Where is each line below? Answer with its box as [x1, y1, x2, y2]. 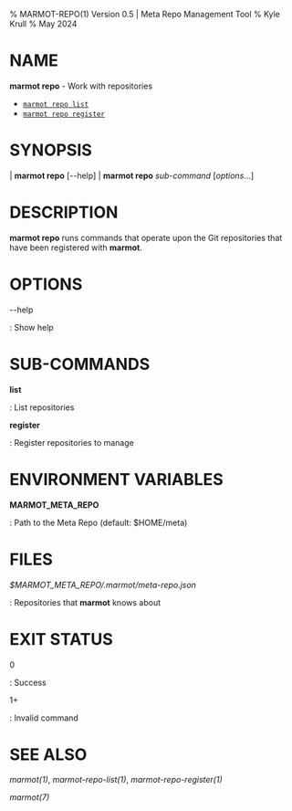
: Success [9, 677, 47, 688]
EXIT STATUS [9, 628, 114, 649]
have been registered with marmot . [9, 242, 143, 253]
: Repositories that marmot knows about [9, 596, 162, 607]
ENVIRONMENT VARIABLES [9, 469, 224, 490]
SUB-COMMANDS [9, 353, 151, 374]
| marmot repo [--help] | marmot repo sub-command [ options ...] [9, 170, 254, 181]
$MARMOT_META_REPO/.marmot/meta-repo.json [9, 579, 196, 590]
